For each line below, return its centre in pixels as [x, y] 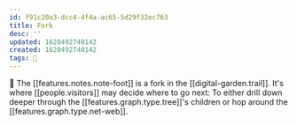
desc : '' [25, 33]
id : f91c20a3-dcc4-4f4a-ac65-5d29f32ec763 [89, 17]
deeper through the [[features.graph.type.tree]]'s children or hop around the [148, 102]
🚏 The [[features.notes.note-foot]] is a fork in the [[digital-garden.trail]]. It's [146, 83]
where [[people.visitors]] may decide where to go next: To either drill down [146, 92]
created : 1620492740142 [53, 50]
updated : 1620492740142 [53, 42]
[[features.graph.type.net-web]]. [69, 111]
